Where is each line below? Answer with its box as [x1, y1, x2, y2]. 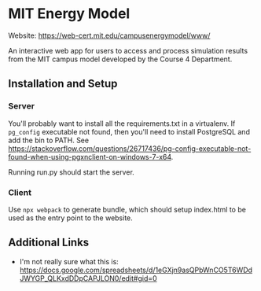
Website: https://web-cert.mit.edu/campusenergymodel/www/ [8, 31, 211, 40]
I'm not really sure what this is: [19, 256, 119, 266]
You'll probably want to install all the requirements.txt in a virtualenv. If [8, 119, 236, 128]
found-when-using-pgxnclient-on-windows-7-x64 [8, 152, 171, 161]
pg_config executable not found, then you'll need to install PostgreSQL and [8, 127, 250, 136]
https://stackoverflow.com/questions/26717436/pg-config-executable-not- [8, 143, 252, 153]
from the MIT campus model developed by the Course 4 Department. [8, 54, 233, 64]
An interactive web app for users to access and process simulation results [8, 46, 248, 55]
